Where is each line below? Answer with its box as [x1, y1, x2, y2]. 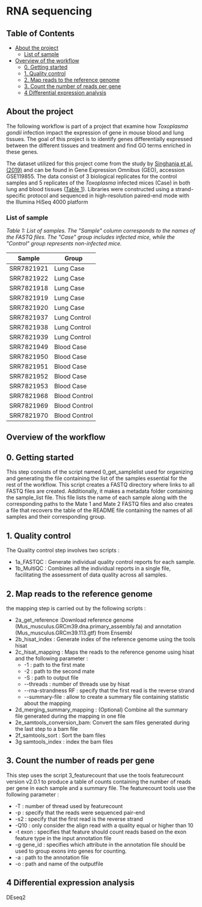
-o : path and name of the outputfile [14, 860, 103, 867]
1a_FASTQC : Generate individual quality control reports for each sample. [14, 558, 195, 566]
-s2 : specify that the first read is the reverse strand [14, 815, 143, 823]
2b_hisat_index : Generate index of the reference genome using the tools [14, 635, 195, 643]
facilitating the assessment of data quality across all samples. [14, 571, 168, 578]
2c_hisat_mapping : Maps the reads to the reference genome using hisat [14, 648, 195, 656]
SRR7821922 [9, 274, 49, 283]
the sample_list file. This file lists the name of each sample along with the [6, 494, 188, 501]
